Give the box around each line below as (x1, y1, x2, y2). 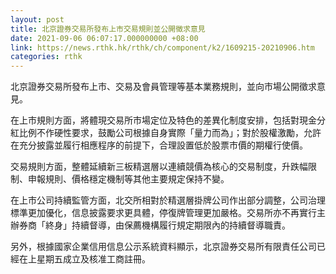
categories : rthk (10, 52, 83, 62)
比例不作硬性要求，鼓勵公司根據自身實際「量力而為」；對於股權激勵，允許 (18, 127, 322, 139)
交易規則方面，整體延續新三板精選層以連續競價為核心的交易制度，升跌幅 (10, 161, 308, 173)
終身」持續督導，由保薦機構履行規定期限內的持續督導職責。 (44, 219, 291, 231)
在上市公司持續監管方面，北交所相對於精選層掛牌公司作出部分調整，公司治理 (10, 194, 326, 206)
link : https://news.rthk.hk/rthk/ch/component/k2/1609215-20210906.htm (10, 42, 315, 53)
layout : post (10, 14, 65, 25)
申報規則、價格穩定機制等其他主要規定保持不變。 (27, 173, 230, 185)
